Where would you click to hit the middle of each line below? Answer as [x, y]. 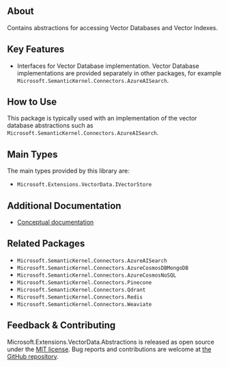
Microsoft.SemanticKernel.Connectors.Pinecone [84, 282]
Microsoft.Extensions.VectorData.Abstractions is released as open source [111, 342]
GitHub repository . [33, 356]
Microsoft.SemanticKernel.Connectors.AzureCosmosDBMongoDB [103, 268]
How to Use [32, 102]
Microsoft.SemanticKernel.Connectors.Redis [80, 297]
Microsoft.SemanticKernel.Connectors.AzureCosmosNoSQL [97, 275]
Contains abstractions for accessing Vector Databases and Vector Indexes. [113, 27]
